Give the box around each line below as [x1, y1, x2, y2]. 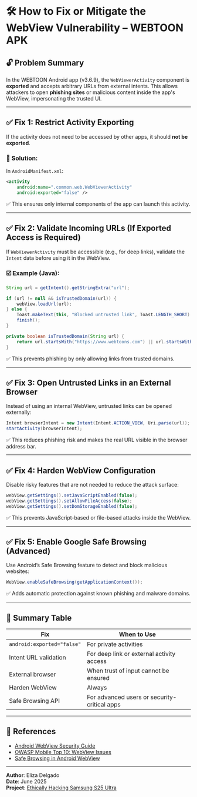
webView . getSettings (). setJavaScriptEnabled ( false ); [6, 492, 138, 498]
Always [87, 684, 107, 692]
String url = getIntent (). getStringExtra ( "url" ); [6, 284, 130, 291]
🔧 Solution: [6, 154, 38, 162]
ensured [87, 674, 110, 682]
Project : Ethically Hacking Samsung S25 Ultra [6, 784, 117, 791]
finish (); [16, 317, 41, 323]
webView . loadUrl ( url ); [16, 301, 72, 307]
